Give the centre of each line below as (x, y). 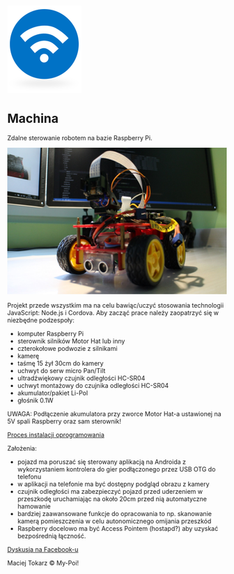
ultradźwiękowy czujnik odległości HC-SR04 (81, 378)
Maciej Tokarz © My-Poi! (43, 563)
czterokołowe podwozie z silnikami (67, 348)
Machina (33, 119)
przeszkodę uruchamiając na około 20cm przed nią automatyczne (112, 499)
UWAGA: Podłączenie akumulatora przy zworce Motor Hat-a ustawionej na (114, 414)
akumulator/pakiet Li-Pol (53, 393)
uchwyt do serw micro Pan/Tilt (61, 370)
